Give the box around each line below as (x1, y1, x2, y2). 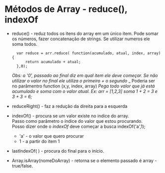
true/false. (11, 163, 33, 169)
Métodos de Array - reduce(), (4, 3, 127, 15)
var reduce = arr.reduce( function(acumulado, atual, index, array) (16, 51, 161, 56)
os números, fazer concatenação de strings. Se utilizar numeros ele (11, 36, 150, 42)
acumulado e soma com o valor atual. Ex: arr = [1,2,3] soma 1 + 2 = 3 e (11, 88, 158, 94)
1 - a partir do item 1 (19, 138, 60, 144)
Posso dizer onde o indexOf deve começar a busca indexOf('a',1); (11, 123, 146, 129)
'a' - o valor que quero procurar (19, 133, 84, 139)
